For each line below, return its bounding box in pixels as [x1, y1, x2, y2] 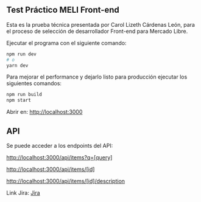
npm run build [6, 91, 43, 98]
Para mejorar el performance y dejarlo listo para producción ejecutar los [6, 73, 188, 81]
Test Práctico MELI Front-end [6, 5, 120, 15]
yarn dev [6, 62, 29, 69]
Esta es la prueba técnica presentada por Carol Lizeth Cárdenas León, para [6, 21, 195, 28]
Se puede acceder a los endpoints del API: [6, 142, 113, 149]
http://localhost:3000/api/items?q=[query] [6, 154, 113, 161]
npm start [6, 97, 32, 103]
